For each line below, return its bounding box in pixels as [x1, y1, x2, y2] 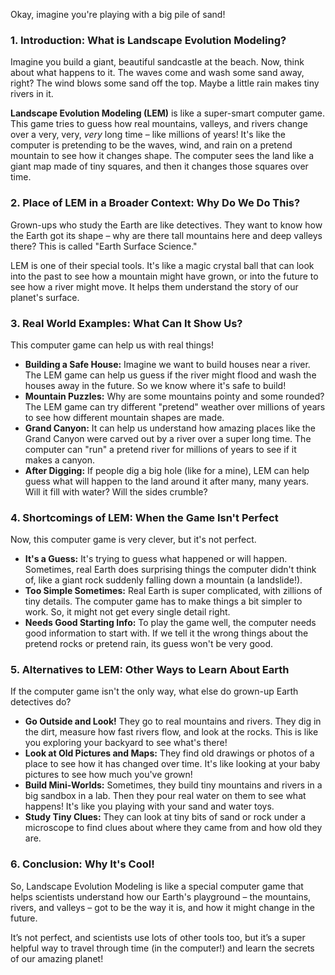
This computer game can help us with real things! [10, 339, 215, 351]
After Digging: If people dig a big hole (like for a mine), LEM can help [24, 464, 310, 476]
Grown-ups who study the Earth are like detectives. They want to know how [10, 219, 323, 231]
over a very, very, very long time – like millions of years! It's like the [10, 129, 286, 141]
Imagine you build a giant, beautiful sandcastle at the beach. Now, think [10, 56, 305, 68]
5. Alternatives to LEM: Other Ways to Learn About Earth [10, 663, 290, 677]
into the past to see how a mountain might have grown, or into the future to [10, 270, 319, 282]
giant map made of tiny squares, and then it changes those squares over [10, 160, 309, 173]
